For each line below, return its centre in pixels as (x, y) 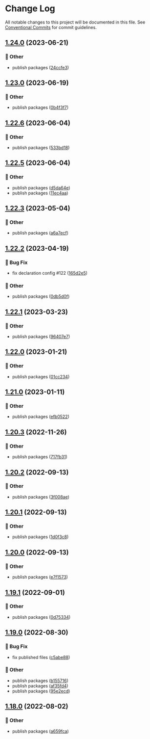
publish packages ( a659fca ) (41, 731)
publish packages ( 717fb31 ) (40, 457)
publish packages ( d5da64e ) (41, 187)
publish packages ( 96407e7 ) (41, 337)
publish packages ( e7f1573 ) (40, 577)
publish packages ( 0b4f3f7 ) (40, 107)
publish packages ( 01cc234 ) (41, 376)
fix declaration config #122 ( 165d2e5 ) (50, 273)
